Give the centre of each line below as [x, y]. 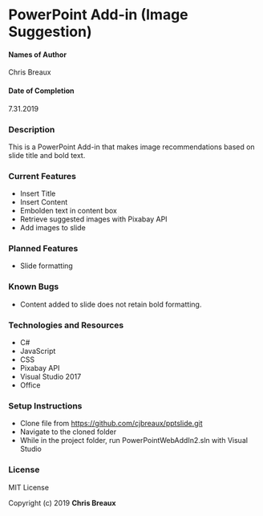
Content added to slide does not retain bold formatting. [111, 304]
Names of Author [37, 55]
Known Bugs [34, 286]
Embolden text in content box [69, 211]
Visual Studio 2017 [51, 377]
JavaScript [38, 351]
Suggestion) [50, 32]
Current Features [42, 176]
